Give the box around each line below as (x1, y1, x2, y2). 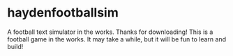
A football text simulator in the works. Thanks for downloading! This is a (7, 28, 213, 36)
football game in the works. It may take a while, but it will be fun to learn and (7, 35, 227, 43)
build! (7, 42, 24, 50)
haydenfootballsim (7, 5, 119, 21)
